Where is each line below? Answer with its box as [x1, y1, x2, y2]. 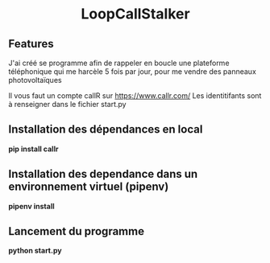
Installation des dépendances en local [8, 122, 203, 137]
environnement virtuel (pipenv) [8, 180, 169, 194]
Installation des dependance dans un [8, 167, 198, 181]
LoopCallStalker [80, 5, 191, 23]
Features [8, 37, 54, 51]
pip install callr [8, 144, 59, 154]
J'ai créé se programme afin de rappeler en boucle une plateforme [8, 58, 230, 68]
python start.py [8, 246, 62, 256]
